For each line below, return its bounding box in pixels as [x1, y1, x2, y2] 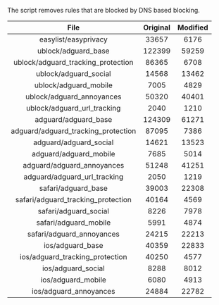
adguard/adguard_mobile [31, 149, 115, 158]
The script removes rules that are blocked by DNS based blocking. [7, 6, 201, 14]
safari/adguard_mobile [36, 218, 111, 228]
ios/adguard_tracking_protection [20, 252, 127, 261]
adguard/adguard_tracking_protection [11, 126, 137, 136]
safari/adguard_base [39, 183, 108, 193]
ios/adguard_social [42, 263, 105, 273]
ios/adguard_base [43, 241, 104, 250]
